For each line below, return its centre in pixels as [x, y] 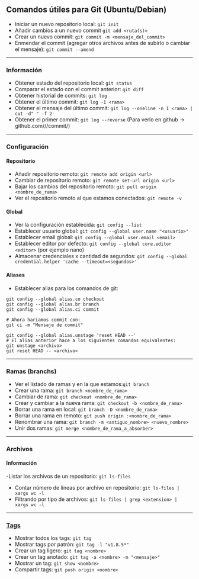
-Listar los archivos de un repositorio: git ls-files [68, 477]
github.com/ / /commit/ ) [42, 126]
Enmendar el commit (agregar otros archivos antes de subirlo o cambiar [102, 43]
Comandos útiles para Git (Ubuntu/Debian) [86, 10]
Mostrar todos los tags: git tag [53, 538]
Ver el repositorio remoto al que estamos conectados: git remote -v [98, 198]
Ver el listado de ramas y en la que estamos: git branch [82, 384]
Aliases [16, 275]
